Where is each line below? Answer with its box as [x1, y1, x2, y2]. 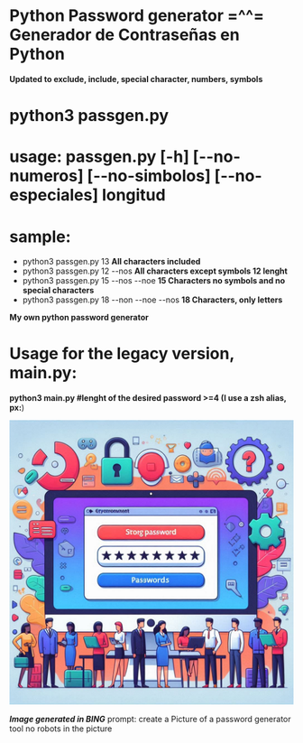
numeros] [9, 166, 84, 186]
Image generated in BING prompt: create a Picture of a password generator [9, 714, 291, 725]
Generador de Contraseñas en [9, 24, 241, 45]
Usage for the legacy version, [9, 344, 234, 364]
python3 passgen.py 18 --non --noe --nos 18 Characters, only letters [22, 294, 283, 305]
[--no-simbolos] [87, 166, 211, 186]
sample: [9, 227, 71, 246]
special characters [22, 285, 95, 296]
